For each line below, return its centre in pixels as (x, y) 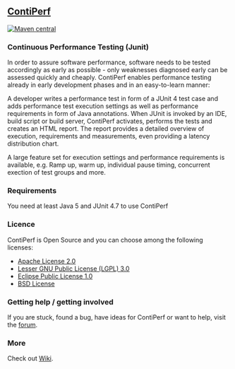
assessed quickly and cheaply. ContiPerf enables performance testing (109, 78)
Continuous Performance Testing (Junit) (78, 47)
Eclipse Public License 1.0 (55, 276)
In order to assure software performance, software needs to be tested (109, 62)
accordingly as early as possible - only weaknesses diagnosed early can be (117, 70)
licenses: (20, 247)
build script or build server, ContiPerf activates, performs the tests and (110, 121)
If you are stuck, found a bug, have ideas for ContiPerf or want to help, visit (116, 317)
